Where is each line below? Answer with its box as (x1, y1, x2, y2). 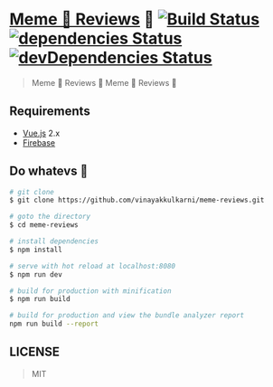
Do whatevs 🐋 (9, 164, 89, 179)
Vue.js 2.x (22, 127, 61, 138)
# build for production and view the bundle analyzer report (9, 311, 245, 320)
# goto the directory (9, 212, 91, 222)
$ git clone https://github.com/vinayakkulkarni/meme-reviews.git (9, 195, 265, 205)
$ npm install (9, 245, 63, 254)
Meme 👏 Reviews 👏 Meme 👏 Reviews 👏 (31, 77, 177, 88)
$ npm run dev (9, 269, 63, 279)
